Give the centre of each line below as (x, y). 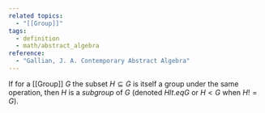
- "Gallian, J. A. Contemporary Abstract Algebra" (103, 61)
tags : (17, 31)
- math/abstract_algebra (58, 46)
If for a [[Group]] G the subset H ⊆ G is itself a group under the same (124, 84)
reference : (27, 53)
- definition (38, 38)
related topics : (36, 16)
